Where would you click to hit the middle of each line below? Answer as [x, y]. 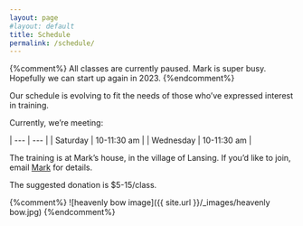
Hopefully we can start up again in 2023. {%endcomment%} [122, 79]
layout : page [34, 18]
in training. [29, 106]
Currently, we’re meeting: [57, 123]
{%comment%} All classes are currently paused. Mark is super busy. [138, 69]
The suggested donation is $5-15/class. [83, 185]
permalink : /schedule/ [52, 43]
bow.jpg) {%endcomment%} [62, 212]
